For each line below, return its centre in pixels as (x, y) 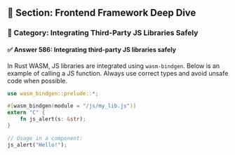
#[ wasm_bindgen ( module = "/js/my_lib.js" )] (72, 106)
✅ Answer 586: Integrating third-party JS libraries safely (92, 49)
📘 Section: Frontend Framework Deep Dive (102, 13)
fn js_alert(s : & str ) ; (53, 119)
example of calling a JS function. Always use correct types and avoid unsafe (118, 73)
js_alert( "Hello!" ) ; (38, 144)
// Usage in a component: (45, 138)
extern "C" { (26, 113)
